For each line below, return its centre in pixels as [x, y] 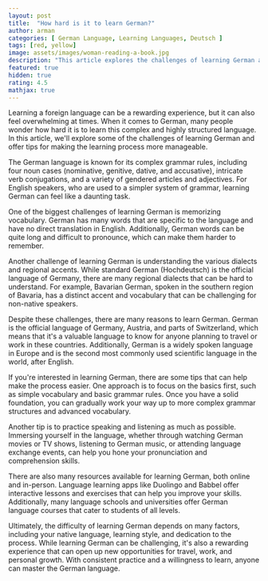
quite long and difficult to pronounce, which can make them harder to [122, 238]
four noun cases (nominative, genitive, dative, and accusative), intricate [126, 171]
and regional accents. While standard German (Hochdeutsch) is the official [131, 270]
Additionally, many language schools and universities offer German [118, 502]
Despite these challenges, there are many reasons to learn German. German [133, 319]
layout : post [30, 16]
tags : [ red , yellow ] [43, 46]
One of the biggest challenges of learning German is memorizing [115, 212]
